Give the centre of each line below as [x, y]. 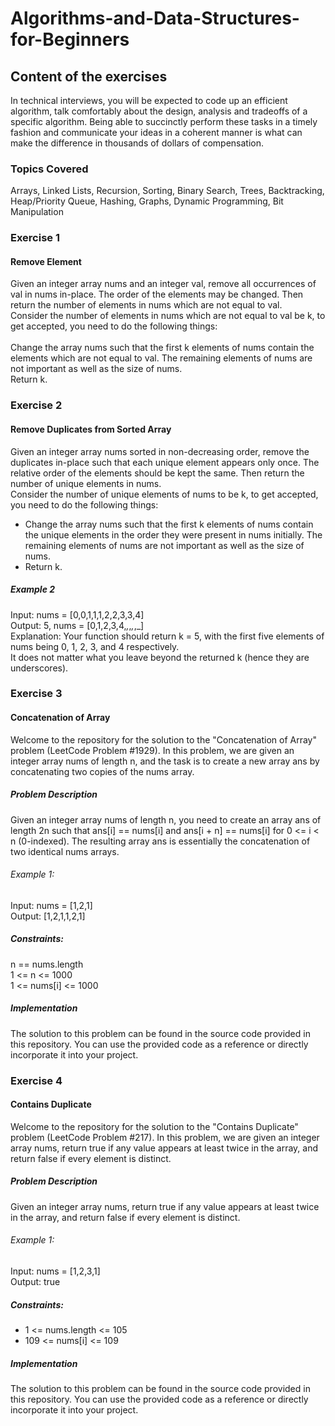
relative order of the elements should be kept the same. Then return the [157, 473]
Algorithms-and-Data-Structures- [155, 18]
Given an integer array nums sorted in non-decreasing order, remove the [160, 451]
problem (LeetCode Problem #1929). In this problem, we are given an [152, 750]
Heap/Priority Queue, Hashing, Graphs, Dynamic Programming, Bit [147, 201]
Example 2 [33, 589]
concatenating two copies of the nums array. [102, 771]
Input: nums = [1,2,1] [51, 905]
